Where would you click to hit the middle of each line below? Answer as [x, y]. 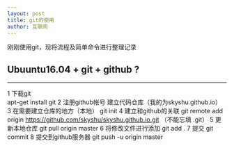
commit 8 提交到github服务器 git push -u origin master [85, 137]
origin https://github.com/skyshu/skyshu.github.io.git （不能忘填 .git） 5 [110, 120]
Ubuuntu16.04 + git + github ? [73, 69]
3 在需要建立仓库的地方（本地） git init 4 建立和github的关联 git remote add [115, 111]
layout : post [26, 14]
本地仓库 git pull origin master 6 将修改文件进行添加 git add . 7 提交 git [113, 129]
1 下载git [19, 94]
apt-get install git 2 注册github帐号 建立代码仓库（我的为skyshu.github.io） [114, 102]
